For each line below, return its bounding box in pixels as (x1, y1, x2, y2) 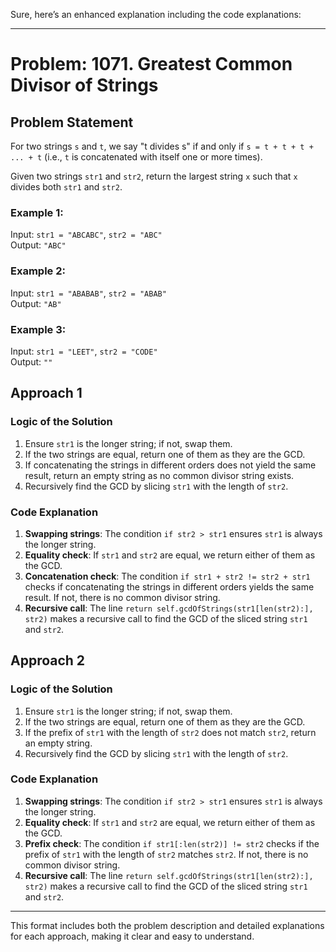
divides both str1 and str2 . (10, 181, 123, 193)
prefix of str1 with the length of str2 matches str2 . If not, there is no (24, 848, 309, 860)
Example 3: (10, 322, 67, 336)
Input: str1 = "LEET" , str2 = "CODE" (10, 345, 158, 357)
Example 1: (10, 205, 64, 219)
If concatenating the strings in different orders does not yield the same (24, 459, 317, 471)
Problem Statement (10, 114, 134, 131)
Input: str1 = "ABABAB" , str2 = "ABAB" (10, 287, 167, 299)
